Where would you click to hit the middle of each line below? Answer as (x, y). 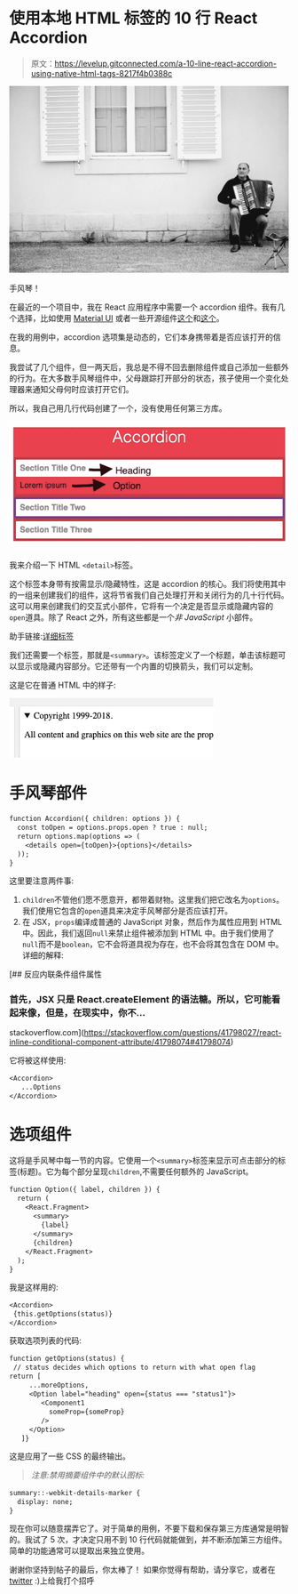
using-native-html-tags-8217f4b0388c (102, 73)
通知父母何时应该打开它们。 (83, 389)
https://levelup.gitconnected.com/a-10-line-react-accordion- (166, 63)
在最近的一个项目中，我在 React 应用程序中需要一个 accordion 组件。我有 (143, 307)
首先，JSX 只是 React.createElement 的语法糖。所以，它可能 (141, 999)
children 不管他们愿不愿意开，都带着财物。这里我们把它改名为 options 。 (153, 900)
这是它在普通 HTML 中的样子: (63, 685)
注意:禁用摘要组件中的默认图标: (87, 1475)
